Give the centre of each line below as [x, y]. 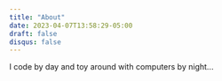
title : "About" [37, 17]
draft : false [33, 33]
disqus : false [36, 42]
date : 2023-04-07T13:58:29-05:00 [71, 26]
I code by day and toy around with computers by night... [111, 67]
